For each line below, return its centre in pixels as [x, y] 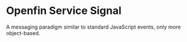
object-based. [23, 33]
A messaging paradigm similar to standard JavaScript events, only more [93, 27]
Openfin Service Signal [64, 11]
